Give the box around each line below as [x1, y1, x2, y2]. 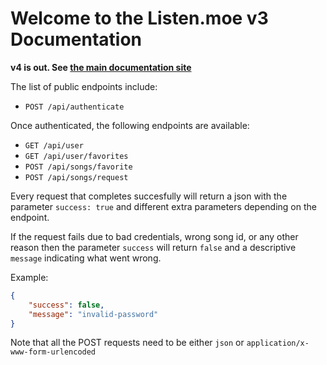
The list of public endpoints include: [10, 80, 158, 92]
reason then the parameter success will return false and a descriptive [10, 241, 297, 253]
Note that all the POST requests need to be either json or [10, 337, 245, 349]
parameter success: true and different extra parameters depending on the [10, 200, 317, 212]
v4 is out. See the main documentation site [10, 61, 192, 73]
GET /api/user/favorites [24, 151, 129, 161]
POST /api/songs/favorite [24, 162, 133, 172]
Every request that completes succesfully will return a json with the [10, 190, 288, 202]
